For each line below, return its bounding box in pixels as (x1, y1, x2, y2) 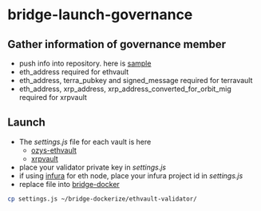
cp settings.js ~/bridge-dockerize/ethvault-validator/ (7, 194, 197, 203)
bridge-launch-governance (7, 6, 193, 24)
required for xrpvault (18, 93, 87, 102)
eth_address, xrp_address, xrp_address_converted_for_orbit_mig (18, 84, 232, 94)
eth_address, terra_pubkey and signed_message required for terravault (18, 76, 253, 85)
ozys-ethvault (30, 145, 77, 155)
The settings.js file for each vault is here (18, 137, 152, 146)
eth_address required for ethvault (18, 67, 129, 77)
